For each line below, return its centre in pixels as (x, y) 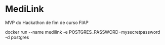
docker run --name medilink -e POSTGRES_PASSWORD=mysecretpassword (83, 32)
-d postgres (17, 37)
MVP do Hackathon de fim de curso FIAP (47, 22)
